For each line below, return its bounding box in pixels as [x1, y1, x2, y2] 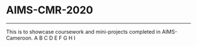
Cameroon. [6, 34, 33, 41]
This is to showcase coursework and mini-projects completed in [6, 28, 161, 35]
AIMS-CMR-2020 [6, 3, 94, 17]
